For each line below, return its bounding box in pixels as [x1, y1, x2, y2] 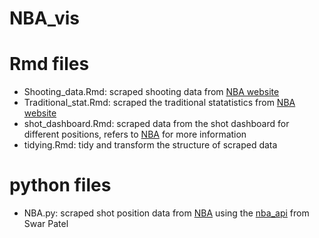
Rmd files [9, 53, 90, 76]
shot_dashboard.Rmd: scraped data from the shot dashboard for [23, 118, 290, 130]
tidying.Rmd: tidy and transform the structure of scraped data [23, 139, 278, 151]
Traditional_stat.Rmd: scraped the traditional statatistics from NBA [23, 97, 296, 109]
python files [9, 174, 112, 197]
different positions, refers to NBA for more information [23, 128, 247, 141]
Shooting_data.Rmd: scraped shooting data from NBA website [23, 86, 280, 98]
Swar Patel [23, 218, 69, 230]
